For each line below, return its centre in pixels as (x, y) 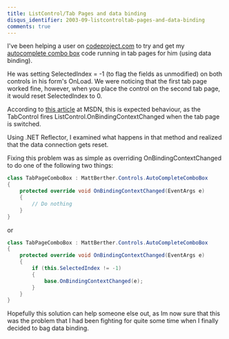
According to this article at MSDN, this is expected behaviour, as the (104, 109)
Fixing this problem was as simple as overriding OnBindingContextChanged (114, 158)
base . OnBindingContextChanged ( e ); (93, 281)
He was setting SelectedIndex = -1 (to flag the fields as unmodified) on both (115, 74)
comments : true (29, 26)
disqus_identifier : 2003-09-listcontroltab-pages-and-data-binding (106, 20)
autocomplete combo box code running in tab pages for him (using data (109, 53)
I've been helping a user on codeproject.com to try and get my (96, 46)
